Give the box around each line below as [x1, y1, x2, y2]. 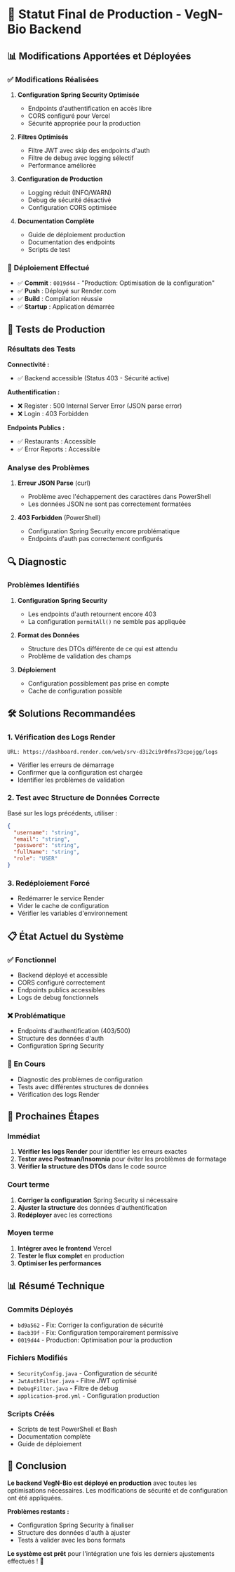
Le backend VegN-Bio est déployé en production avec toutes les [7, 1479, 197, 1487]
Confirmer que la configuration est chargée [17, 768, 143, 776]
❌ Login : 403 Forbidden [17, 409, 89, 418]
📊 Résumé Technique [7, 1280, 105, 1292]
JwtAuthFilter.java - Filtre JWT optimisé [17, 1376, 137, 1385]
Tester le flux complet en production [17, 1251, 125, 1260]
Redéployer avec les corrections [17, 1211, 112, 1219]
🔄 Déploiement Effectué [7, 262, 90, 272]
